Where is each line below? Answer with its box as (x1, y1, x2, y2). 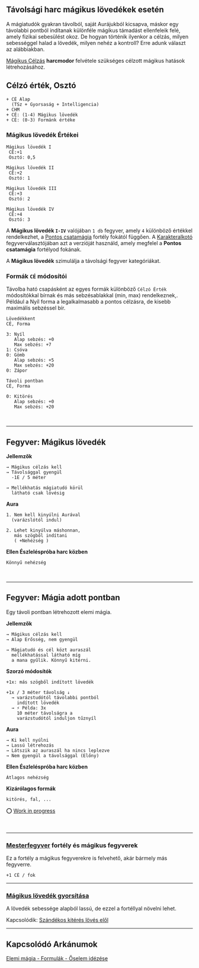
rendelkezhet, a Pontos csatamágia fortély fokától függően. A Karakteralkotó (6, 233, 193, 240)
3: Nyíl (6, 332, 25, 337)
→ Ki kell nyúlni (6, 737, 49, 743)
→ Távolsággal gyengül (6, 469, 62, 475)
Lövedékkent (6, 316, 36, 322)
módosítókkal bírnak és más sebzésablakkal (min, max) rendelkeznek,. (6, 292, 178, 299)
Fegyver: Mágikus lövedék (6, 437, 106, 447)
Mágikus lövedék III (6, 185, 57, 191)
